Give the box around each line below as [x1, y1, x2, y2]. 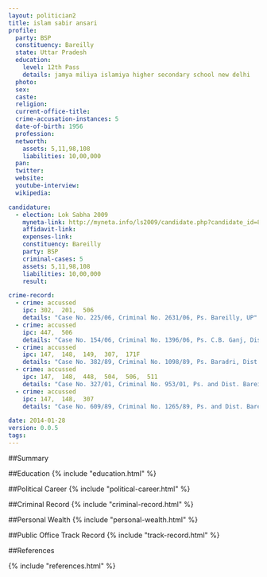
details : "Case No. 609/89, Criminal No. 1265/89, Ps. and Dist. [22, 402, 244, 410]
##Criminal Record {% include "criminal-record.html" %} [8, 499, 195, 509]
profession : [15, 130, 56, 137]
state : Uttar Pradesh [15, 48, 87, 56]
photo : [15, 78, 37, 86]
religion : [15, 100, 48, 108]
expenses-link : [22, 233, 73, 241]
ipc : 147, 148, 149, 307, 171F [22, 350, 141, 358]
